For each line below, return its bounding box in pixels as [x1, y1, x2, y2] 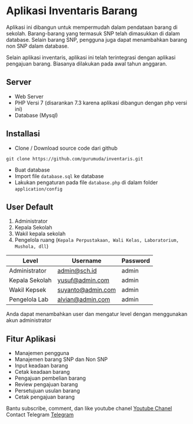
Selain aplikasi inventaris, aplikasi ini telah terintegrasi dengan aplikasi [6, 54, 176, 61]
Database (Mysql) [14, 111, 58, 119]
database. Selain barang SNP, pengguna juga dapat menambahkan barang [6, 36, 187, 43]
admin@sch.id [57, 267, 97, 275]
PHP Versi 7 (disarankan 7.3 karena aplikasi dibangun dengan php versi [14, 99, 187, 106]
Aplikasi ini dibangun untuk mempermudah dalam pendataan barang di [6, 24, 178, 31]
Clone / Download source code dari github [14, 144, 118, 152]
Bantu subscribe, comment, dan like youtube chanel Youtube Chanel [6, 405, 172, 412]
